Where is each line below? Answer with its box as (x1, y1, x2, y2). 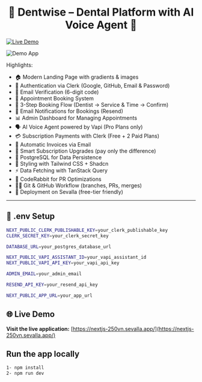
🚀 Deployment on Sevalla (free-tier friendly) (14, 188, 123, 195)
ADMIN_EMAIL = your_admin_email (6, 271, 82, 277)
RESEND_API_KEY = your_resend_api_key (6, 282, 98, 288)
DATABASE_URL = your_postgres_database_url (6, 243, 112, 250)
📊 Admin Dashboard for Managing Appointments (14, 114, 137, 121)
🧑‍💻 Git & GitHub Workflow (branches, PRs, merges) (14, 181, 142, 189)
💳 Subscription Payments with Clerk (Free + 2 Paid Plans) (14, 132, 160, 139)
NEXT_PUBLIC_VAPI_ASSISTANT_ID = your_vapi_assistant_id (6, 255, 147, 261)
